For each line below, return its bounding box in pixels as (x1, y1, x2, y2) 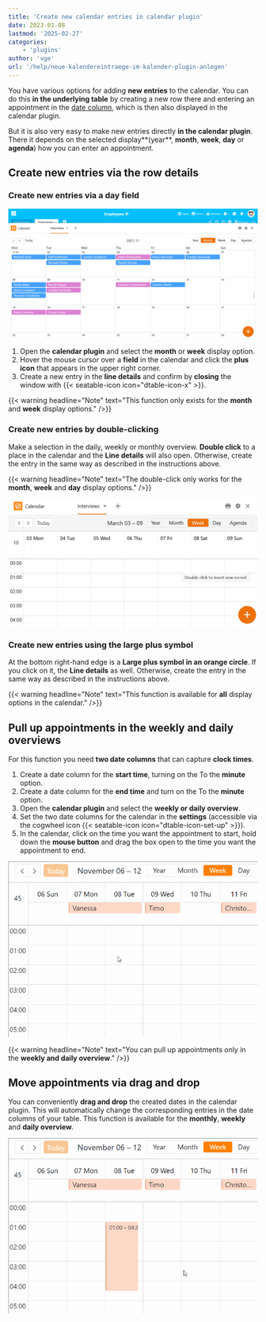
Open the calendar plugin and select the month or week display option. (19, 347, 255, 356)
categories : (8, 38, 47, 46)
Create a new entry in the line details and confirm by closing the (19, 372, 232, 381)
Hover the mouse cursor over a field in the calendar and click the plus (19, 355, 249, 365)
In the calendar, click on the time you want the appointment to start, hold (19, 829, 257, 838)
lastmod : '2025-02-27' (8, 29, 83, 37)
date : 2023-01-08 (8, 21, 66, 29)
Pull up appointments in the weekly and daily (8, 721, 234, 734)
